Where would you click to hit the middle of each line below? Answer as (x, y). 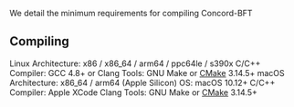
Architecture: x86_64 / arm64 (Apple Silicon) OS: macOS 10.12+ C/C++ (142, 83)
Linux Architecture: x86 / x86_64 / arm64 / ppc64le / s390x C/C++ (135, 63)
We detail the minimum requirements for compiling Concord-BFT (131, 13)
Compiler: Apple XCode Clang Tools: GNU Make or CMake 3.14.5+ (134, 92)
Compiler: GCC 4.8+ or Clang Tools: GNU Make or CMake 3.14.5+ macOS (147, 73)
